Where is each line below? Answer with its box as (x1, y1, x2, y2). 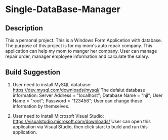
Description (5, 24, 43, 32)
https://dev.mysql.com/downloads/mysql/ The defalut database (12, 87, 145, 93)
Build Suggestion (5, 68, 61, 77)
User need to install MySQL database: (12, 81, 92, 87)
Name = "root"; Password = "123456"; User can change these (12, 97, 143, 103)
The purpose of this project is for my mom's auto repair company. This (5, 43, 153, 49)
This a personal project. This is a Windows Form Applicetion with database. (5, 37, 162, 43)
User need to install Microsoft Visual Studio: (12, 113, 104, 119)
